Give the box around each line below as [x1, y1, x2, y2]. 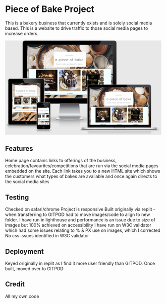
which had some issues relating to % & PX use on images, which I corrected [5, 227, 161, 233]
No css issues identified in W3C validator [5, 233, 89, 239]
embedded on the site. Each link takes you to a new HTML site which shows [5, 168, 161, 174]
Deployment [5, 247, 44, 256]
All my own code [5, 293, 40, 299]
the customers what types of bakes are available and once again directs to [5, 173, 158, 180]
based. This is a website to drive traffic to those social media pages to [5, 25, 148, 31]
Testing [5, 193, 29, 202]
